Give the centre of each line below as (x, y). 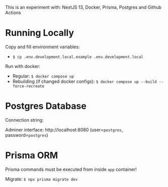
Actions (13, 13)
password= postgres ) (27, 135)
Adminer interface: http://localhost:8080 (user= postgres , (64, 130)
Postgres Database (46, 106)
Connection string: (24, 120)
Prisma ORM (32, 156)
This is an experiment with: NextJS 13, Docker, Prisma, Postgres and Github (83, 7)
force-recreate (28, 86)
